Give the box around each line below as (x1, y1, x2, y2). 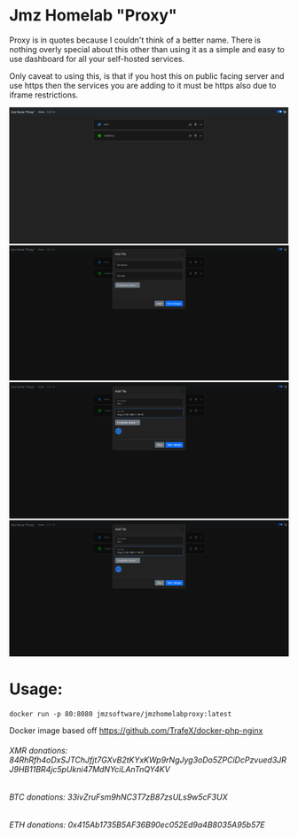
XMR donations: (9, 746, 68, 756)
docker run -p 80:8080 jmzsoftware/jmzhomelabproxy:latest (9, 709, 232, 718)
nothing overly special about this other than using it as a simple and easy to (9, 43, 286, 54)
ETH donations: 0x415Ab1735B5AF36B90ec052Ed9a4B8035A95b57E (9, 819, 265, 830)
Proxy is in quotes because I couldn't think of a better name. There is (9, 35, 262, 45)
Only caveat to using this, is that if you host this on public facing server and (9, 70, 285, 81)
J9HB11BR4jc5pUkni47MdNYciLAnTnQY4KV (9, 764, 170, 775)
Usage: (9, 679, 64, 699)
